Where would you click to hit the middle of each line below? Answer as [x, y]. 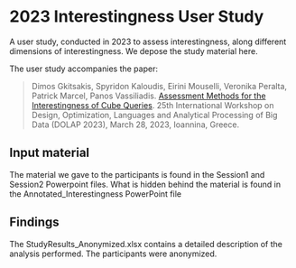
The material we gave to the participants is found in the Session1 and [137, 174]
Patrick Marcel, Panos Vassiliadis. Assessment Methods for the [148, 96]
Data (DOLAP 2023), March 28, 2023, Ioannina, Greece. [135, 125]
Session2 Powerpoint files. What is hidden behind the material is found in [145, 184]
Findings [35, 222]
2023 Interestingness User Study [137, 17]
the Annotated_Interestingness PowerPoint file [96, 194]
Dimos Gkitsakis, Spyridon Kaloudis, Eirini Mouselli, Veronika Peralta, [159, 86]
